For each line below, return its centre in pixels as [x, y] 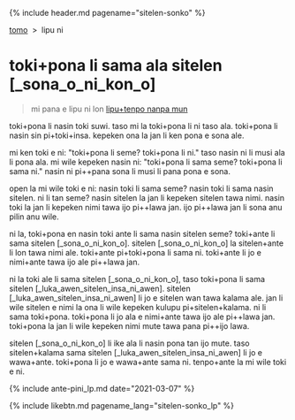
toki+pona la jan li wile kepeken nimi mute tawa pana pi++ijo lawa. [129, 325]
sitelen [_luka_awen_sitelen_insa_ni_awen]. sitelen [100, 288]
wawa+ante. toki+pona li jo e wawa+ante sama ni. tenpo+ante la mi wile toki [148, 362]
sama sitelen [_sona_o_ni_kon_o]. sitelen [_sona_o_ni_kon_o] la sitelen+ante [147, 243]
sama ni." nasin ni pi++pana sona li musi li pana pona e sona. [120, 171]
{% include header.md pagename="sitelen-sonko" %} [107, 13]
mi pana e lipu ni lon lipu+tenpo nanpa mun [109, 109]
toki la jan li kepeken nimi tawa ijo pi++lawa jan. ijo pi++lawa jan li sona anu [146, 207]
